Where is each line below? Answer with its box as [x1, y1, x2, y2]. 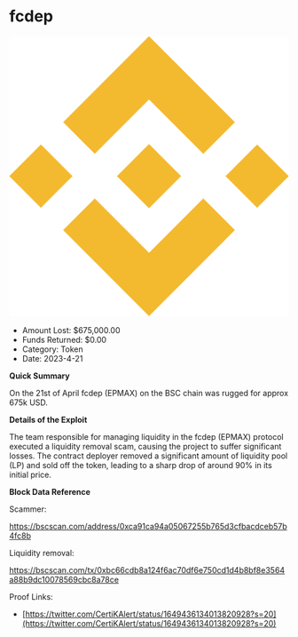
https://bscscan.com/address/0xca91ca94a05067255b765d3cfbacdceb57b [9, 521, 288, 531]
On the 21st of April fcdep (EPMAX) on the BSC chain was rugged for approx [9, 387, 289, 398]
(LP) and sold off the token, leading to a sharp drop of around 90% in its [9, 459, 272, 470]
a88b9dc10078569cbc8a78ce [9, 574, 120, 585]
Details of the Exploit [9, 414, 88, 425]
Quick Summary [9, 370, 70, 381]
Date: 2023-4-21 [21, 353, 83, 363]
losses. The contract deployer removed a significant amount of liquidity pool [9, 450, 288, 461]
